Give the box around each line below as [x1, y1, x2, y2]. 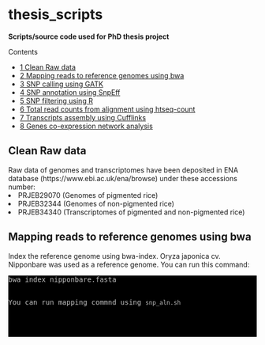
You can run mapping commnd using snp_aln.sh [8, 298, 181, 306]
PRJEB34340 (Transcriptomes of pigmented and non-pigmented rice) [18, 207, 245, 217]
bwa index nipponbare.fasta [8, 275, 117, 284]
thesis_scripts [8, 6, 103, 24]
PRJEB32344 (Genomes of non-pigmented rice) [18, 199, 175, 208]
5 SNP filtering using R [19, 96, 93, 105]
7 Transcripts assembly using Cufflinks [19, 112, 147, 122]
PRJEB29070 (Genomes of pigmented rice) [18, 190, 159, 199]
